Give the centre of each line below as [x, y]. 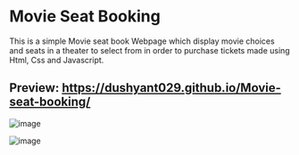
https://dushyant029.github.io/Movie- [171, 88]
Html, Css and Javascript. [57, 60]
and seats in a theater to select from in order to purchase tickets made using [149, 50]
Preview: [34, 88]
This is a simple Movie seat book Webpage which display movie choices [142, 41]
